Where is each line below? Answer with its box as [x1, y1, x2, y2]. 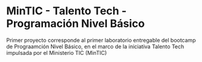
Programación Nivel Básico [6, 17, 145, 30]
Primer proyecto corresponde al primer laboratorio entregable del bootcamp [6, 36, 196, 44]
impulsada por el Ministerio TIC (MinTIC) [6, 49, 107, 56]
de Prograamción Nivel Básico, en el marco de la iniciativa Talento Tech [6, 43, 184, 50]
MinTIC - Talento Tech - [6, 4, 127, 18]
